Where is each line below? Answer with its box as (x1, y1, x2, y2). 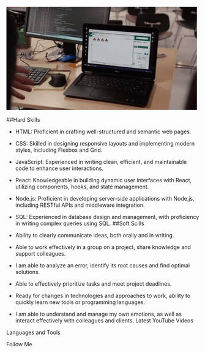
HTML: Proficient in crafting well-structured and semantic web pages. (15, 128, 192, 135)
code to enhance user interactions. (15, 165, 104, 172)
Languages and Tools (6, 329, 61, 336)
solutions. (15, 269, 40, 275)
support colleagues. (15, 250, 66, 257)
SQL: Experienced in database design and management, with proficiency (15, 214, 199, 220)
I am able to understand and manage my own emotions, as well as (15, 310, 182, 318)
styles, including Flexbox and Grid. (15, 146, 103, 154)
